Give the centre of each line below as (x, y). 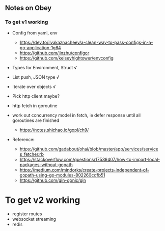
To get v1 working (27, 22)
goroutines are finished (36, 120)
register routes (27, 214)
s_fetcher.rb (32, 154)
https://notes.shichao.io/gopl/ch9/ (54, 130)
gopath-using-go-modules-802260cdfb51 (62, 175)
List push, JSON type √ (36, 77)
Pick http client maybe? (36, 96)
